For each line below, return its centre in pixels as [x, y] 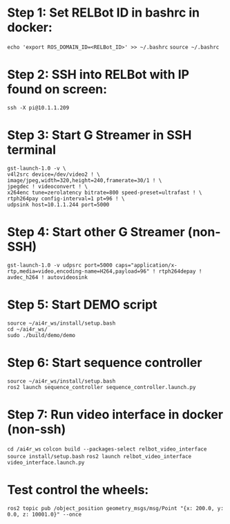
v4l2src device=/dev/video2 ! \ [54, 174]
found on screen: [57, 90]
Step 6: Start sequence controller [105, 362]
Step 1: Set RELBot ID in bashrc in [104, 13]
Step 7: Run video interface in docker [115, 414]
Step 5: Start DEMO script [82, 304]
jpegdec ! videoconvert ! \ [48, 186]
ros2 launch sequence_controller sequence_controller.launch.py [102, 387]
